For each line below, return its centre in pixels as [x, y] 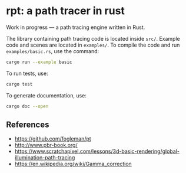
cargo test [19, 84]
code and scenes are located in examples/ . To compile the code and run [93, 45]
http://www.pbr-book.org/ [46, 145]
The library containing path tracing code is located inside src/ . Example [93, 38]
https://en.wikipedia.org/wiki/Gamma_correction [73, 164]
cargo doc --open [27, 106]
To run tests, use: [27, 73]
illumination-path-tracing [45, 158]
